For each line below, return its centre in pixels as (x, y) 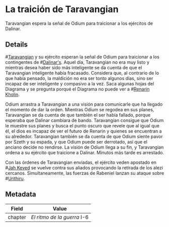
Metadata (21, 194)
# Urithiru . (15, 178)
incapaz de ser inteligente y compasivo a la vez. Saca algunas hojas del (80, 83)
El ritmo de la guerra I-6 (60, 217)
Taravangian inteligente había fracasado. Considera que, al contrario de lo (82, 73)
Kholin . (13, 94)
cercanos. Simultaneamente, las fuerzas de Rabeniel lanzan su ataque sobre (85, 173)
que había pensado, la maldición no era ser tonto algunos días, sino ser (79, 78)
